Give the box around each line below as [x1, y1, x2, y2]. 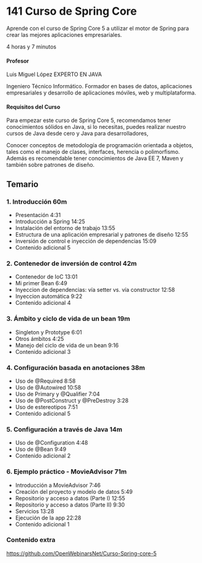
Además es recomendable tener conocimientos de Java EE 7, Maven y [6, 155, 184, 162]
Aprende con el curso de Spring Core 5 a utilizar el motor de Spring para [6, 25, 189, 32]
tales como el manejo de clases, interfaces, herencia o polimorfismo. [6, 148, 181, 156]
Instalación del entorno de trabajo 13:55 [15, 224, 116, 232]
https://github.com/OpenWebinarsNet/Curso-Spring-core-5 [6, 550, 157, 557]
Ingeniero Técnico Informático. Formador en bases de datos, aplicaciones [6, 83, 193, 90]
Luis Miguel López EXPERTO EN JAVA [6, 71, 102, 78]
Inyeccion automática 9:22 [15, 293, 83, 300]
